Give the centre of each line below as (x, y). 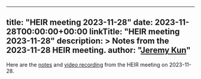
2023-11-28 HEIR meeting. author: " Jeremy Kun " (98, 50)
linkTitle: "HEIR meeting (135, 32)
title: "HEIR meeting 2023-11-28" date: (80, 22)
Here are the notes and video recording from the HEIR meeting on (87, 64)
